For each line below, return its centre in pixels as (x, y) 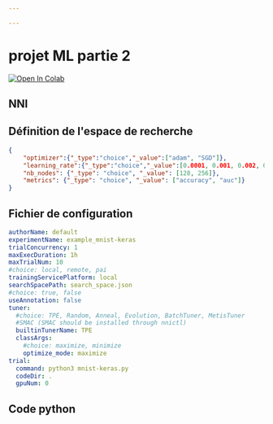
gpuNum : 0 (32, 383)
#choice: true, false (45, 293)
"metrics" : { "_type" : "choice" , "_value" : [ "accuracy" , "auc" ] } (134, 181)
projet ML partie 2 (70, 56)
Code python (42, 409)
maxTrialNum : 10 (36, 262)
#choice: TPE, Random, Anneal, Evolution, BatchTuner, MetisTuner (130, 315)
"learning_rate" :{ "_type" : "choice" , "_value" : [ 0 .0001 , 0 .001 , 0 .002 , (141, 165)
